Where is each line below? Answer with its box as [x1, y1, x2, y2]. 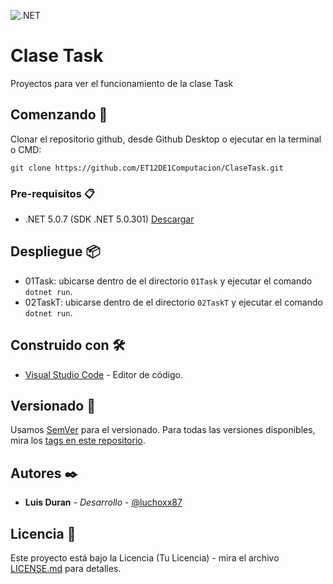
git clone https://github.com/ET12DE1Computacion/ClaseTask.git [10, 163, 284, 173]
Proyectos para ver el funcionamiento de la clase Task [10, 77, 234, 89]
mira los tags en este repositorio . [10, 435, 146, 447]
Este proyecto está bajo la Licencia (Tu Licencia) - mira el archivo [10, 552, 280, 564]
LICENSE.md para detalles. [10, 563, 122, 575]
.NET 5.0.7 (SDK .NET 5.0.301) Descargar [24, 213, 195, 225]
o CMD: [10, 143, 42, 155]
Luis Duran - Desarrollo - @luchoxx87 [24, 496, 183, 509]
